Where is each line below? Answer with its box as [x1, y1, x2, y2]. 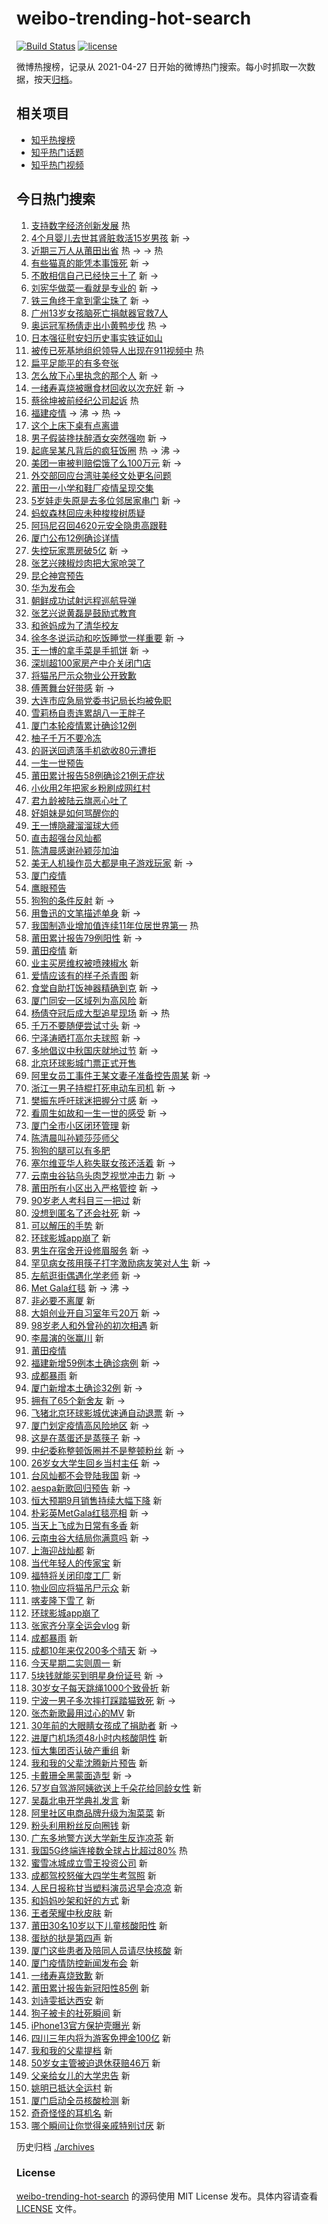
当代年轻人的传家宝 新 [30, 1557, 122, 1569]
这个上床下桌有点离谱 [30, 419, 119, 431]
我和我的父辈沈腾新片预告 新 [30, 1757, 148, 1769]
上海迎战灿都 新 [30, 1544, 96, 1556]
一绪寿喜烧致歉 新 [30, 1969, 104, 1981]
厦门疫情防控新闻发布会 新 [30, 1957, 139, 1969]
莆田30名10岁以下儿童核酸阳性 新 [30, 1919, 168, 1931]
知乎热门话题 [30, 146, 84, 158]
